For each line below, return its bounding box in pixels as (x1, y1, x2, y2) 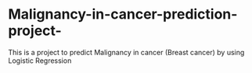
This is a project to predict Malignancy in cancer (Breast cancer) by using (8, 47, 245, 57)
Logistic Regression (8, 56, 72, 65)
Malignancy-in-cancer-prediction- (8, 5, 238, 23)
